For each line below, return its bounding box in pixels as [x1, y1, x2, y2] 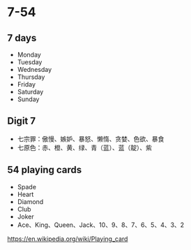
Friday [17, 80, 36, 88]
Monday [17, 50, 42, 59]
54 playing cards [7, 164, 82, 176]
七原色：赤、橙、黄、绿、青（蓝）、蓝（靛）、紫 [17, 143, 152, 152]
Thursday [17, 73, 45, 81]
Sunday [17, 95, 40, 103]
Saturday [17, 88, 44, 96]
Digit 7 [7, 115, 36, 127]
